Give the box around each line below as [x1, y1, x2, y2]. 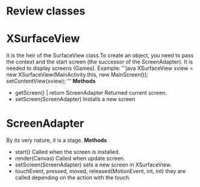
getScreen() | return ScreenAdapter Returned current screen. [14, 89, 167, 97]
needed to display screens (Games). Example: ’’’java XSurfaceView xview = [6, 65, 194, 72]
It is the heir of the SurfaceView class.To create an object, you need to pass [6, 52, 194, 59]
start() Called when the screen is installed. [14, 148, 120, 156]
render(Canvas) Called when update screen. [14, 155, 125, 162]
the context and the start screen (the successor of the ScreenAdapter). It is [6, 59, 193, 66]
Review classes [6, 4, 86, 18]
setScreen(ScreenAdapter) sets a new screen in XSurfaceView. [14, 161, 172, 168]
